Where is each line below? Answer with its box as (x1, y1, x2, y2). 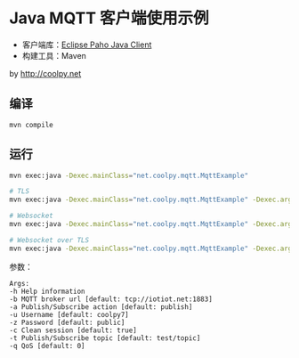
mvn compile (9, 120, 53, 129)
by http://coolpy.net (9, 68, 82, 78)
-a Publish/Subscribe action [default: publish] (9, 302, 193, 312)
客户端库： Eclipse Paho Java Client (21, 39, 152, 50)
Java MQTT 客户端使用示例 (9, 8, 209, 28)
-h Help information (9, 287, 86, 296)
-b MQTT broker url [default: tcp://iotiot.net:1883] (9, 295, 214, 304)
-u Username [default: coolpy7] (9, 310, 129, 319)
